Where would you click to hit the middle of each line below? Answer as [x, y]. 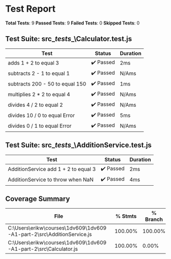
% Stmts [126, 216]
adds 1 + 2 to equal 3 [34, 63]
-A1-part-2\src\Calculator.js [43, 249]
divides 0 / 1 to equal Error [40, 126]
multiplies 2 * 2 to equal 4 [39, 95]
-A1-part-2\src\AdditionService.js [50, 235]
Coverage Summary [38, 199]
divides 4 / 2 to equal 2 [35, 105]
